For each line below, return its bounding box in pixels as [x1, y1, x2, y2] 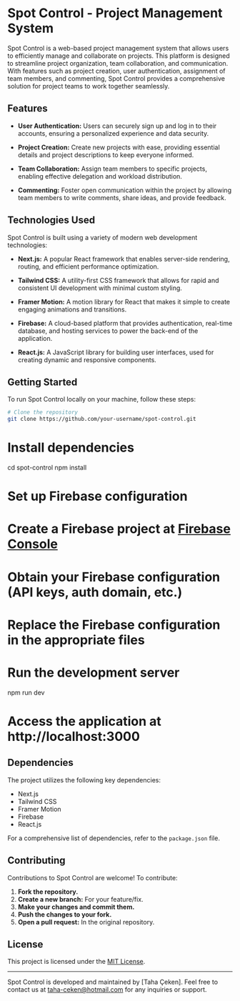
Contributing [7, 855, 66, 867]
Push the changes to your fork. [17, 910, 112, 919]
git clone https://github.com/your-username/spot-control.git [7, 416, 196, 423]
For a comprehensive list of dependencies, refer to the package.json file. [7, 834, 220, 842]
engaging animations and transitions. [17, 305, 127, 314]
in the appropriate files [7, 632, 145, 648]
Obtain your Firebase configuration [7, 569, 220, 585]
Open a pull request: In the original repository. [17, 917, 155, 926]
